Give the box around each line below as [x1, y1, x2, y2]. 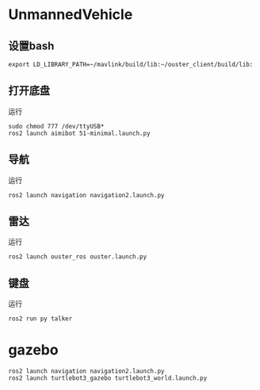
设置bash [8, 39, 55, 52]
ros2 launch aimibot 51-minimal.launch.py [8, 129, 151, 137]
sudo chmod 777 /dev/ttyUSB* [8, 122, 105, 130]
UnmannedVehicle [8, 6, 133, 24]
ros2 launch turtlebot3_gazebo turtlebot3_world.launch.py [8, 374, 208, 382]
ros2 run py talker [8, 315, 73, 323]
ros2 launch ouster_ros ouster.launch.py [8, 253, 147, 261]
